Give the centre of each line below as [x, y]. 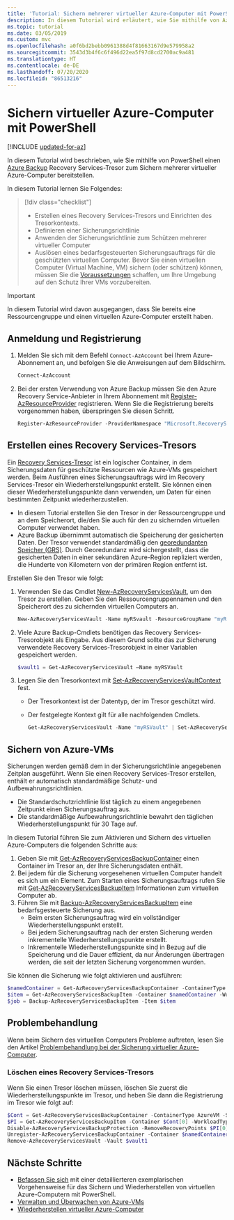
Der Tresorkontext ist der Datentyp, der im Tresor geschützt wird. [122, 701]
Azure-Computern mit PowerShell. [67, 1194]
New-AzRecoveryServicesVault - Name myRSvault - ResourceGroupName [114, 619]
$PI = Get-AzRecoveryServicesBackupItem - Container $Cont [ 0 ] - [101, 1122]
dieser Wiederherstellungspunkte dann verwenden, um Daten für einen [109, 492]
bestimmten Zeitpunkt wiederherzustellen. [68, 499]
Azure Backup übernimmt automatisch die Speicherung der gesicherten [120, 535]
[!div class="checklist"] [58, 202]
